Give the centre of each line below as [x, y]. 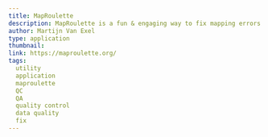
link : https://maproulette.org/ [62, 53]
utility [29, 68]
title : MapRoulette [41, 16]
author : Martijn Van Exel [52, 31]
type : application [39, 38]
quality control [43, 106]
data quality [37, 114]
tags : [17, 61]
